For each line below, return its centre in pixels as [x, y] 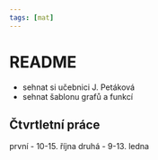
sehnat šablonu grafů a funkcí [77, 96]
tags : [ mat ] [31, 18]
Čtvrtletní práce [55, 124]
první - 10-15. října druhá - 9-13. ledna [79, 147]
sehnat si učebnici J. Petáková [79, 87]
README [43, 62]
